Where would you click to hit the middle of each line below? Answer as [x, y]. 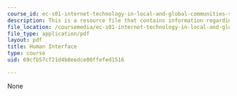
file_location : [30, 27]
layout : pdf [25, 40]
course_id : [23, 14]
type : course [26, 54]
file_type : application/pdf [49, 34]
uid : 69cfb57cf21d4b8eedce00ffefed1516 [66, 60]
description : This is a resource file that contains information [105, 20]
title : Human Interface [42, 47]
